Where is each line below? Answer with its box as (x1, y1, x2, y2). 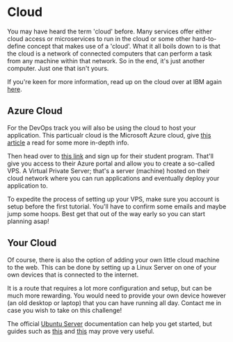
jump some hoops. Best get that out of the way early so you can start (7, 209, 205, 218)
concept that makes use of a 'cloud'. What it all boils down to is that (26, 42, 220, 50)
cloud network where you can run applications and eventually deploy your (7, 174, 220, 182)
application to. (7, 181, 49, 190)
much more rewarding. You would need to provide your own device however (7, 291, 226, 300)
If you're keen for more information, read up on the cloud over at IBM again (7, 77, 223, 85)
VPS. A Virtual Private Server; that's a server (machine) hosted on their (7, 166, 210, 174)
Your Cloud (7, 237, 57, 249)
